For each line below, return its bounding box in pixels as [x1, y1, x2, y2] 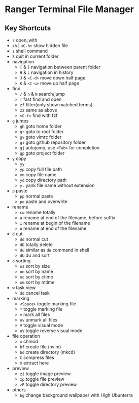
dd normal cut [19, 236, 49, 242]
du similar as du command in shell [19, 247, 89, 253]
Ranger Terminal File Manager [5, 4, 134, 15]
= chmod [19, 338, 39, 344]
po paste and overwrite [19, 198, 68, 205]
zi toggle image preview [19, 371, 71, 377]
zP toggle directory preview [19, 381, 77, 387]
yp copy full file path [19, 166, 62, 172]
